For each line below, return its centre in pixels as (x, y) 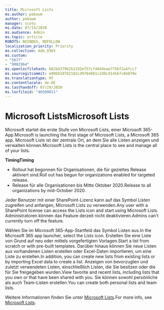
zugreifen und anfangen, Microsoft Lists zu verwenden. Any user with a (77, 205)
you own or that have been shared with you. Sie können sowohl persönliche (81, 278)
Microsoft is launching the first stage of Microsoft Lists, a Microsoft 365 (87, 135)
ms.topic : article (24, 37)
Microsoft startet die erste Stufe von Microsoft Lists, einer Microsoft (73, 130)
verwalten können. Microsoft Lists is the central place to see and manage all (81, 145)
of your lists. (18, 151)
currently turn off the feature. (35, 221)
